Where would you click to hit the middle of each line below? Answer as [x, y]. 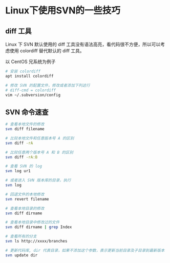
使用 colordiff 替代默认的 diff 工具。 [47, 51]
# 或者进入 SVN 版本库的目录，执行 [38, 180]
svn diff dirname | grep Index [39, 227]
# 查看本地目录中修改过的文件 [33, 222]
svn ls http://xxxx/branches [36, 241]
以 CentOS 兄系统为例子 [30, 62]
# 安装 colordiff [23, 71]
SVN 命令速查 [27, 112]
